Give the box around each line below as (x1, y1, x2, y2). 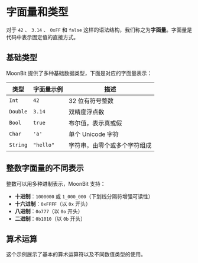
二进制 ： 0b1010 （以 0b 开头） (14, 215, 86, 222)
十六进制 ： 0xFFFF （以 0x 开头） (14, 200, 91, 207)
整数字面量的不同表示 (6, 163, 84, 173)
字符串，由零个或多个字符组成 (69, 141, 152, 149)
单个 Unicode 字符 (69, 130, 119, 138)
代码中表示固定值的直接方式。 (6, 33, 79, 40)
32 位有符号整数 (69, 96, 114, 104)
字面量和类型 (6, 5, 69, 19)
